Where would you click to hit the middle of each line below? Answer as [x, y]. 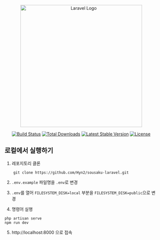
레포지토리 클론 [26, 163]
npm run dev [17, 222]
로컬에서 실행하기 [29, 151]
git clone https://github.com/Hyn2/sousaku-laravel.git [71, 173]
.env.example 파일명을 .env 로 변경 [45, 182]
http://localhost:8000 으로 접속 [42, 232]
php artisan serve [23, 218]
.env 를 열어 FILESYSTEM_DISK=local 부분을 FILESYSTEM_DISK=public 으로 [81, 193]
